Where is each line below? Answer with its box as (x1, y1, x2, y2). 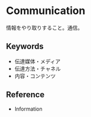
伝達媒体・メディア (14, 57, 61, 65)
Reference (6, 90, 45, 100)
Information (14, 105, 43, 112)
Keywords (6, 42, 44, 51)
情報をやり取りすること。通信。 (6, 24, 83, 31)
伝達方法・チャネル (14, 65, 61, 72)
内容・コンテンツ (14, 72, 56, 80)
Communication (6, 4, 86, 18)
